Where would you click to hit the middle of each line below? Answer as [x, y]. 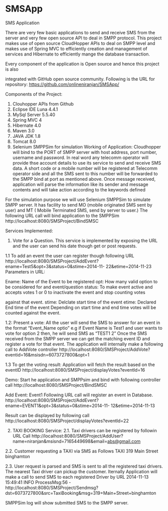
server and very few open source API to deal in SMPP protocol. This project [83, 38]
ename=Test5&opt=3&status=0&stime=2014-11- [55, 266]
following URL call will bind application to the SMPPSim [62, 216]
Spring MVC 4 [27, 120]
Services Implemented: [29, 231]
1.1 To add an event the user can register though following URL [70, 255]
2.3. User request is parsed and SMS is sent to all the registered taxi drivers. [84, 466]
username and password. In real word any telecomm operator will [80, 158]
